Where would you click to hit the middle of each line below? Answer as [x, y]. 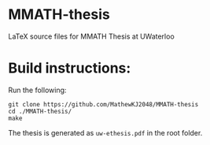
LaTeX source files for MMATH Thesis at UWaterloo [91, 36]
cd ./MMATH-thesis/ [40, 111]
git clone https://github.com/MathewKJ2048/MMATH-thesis [103, 104]
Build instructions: [70, 68]
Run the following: [37, 90]
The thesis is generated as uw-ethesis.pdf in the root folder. [105, 132]
